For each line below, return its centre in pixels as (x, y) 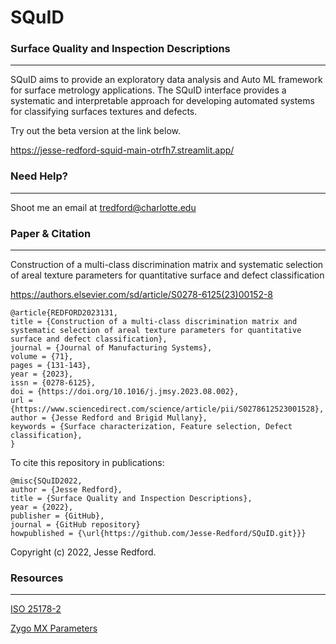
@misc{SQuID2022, (46, 481)
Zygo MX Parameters (54, 628)
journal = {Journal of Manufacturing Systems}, (111, 348)
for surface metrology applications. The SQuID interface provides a (148, 90)
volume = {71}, (42, 357)
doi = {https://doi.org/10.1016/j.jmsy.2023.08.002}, (125, 392)
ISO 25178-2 (36, 609)
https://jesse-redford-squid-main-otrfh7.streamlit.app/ (122, 150)
